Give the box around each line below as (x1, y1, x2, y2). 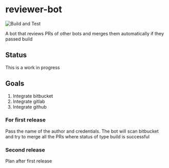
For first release (5, 116, 46, 123)
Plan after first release (5, 158, 52, 164)
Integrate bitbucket (12, 93, 53, 99)
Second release (5, 146, 45, 153)
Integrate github (12, 103, 47, 110)
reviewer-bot (5, 4, 63, 15)
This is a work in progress (5, 64, 60, 70)
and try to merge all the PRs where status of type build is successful (5, 133, 150, 139)
